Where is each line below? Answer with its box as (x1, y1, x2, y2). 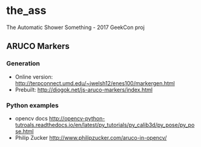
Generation (6, 59, 41, 68)
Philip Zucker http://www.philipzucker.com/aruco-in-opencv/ (15, 134, 167, 141)
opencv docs (15, 114, 48, 122)
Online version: (15, 73, 53, 80)
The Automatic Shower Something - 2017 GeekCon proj (6, 24, 145, 31)
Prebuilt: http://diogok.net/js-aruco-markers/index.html (15, 86, 153, 93)
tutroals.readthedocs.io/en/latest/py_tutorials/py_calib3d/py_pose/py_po (15, 121, 195, 128)
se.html (15, 128, 34, 135)
